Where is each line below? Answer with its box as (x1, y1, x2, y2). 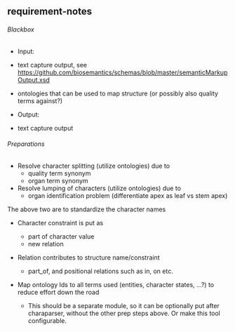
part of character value (27, 232, 95, 241)
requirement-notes (7, 6, 93, 18)
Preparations (7, 140, 45, 148)
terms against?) (17, 96, 63, 105)
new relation (27, 239, 65, 248)
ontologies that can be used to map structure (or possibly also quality (17, 89, 219, 98)
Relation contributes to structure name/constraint (17, 253, 160, 262)
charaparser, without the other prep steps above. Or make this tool (27, 309, 221, 317)
